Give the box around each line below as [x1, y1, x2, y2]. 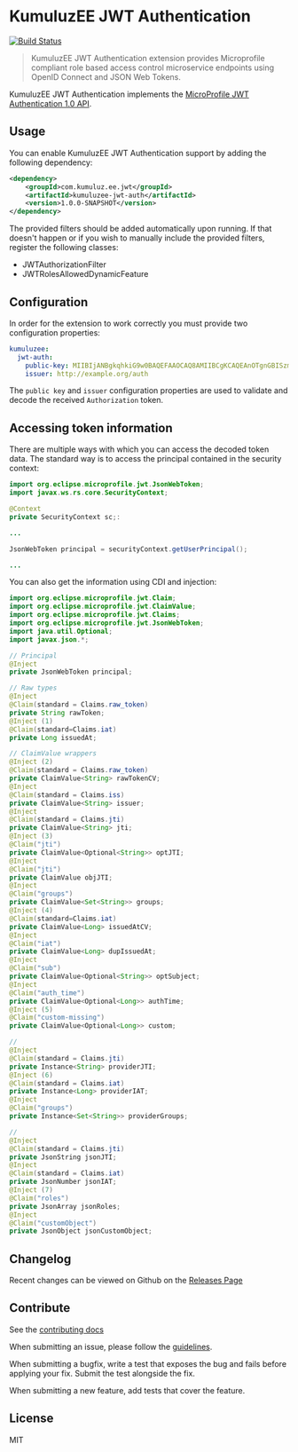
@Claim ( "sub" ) [9, 964, 62, 973]
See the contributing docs [9, 1324, 105, 1335]
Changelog [9, 1251, 72, 1267]
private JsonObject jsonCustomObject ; [9, 1227, 153, 1235]
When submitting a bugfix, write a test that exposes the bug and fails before [9, 1358, 286, 1369]
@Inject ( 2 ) [9, 757, 53, 767]
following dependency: [9, 157, 93, 168]
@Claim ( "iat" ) [9, 939, 62, 948]
